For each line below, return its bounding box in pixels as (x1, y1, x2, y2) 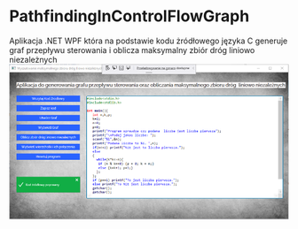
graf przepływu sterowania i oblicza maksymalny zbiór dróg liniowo (9, 44, 255, 55)
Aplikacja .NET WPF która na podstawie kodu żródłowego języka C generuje (9, 35, 288, 46)
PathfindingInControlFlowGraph (9, 6, 250, 27)
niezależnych (9, 54, 58, 65)
